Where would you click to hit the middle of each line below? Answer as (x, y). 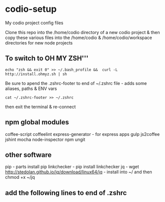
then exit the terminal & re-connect (41, 107)
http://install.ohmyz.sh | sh (36, 74)
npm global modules (37, 122)
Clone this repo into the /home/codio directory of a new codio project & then (82, 32)
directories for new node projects (39, 42)
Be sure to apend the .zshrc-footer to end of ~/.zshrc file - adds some (76, 83)
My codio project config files (34, 23)
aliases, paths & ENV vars (31, 88)
